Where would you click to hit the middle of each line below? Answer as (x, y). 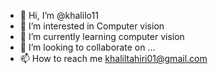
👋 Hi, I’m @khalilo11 (59, 15)
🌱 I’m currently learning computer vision (102, 36)
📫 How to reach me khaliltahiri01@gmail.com (113, 58)
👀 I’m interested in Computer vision (92, 26)
